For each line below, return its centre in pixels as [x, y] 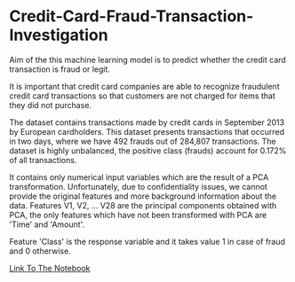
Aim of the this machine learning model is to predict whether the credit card [147, 59]
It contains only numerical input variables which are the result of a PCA [139, 177]
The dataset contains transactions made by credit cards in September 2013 [147, 122]
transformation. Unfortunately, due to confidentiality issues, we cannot [139, 186]
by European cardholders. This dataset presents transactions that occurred [147, 131]
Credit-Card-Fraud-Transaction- [132, 16]
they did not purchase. [50, 105]
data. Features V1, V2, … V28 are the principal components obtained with [143, 205]
